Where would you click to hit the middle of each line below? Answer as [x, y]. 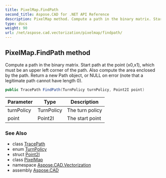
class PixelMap [28, 160]
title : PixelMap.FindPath [32, 10]
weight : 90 [16, 28]
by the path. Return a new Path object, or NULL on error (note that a [74, 75]
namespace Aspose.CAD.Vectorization [52, 165]
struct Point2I [26, 154]
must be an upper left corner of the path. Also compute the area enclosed [80, 70]
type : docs [16, 24]
